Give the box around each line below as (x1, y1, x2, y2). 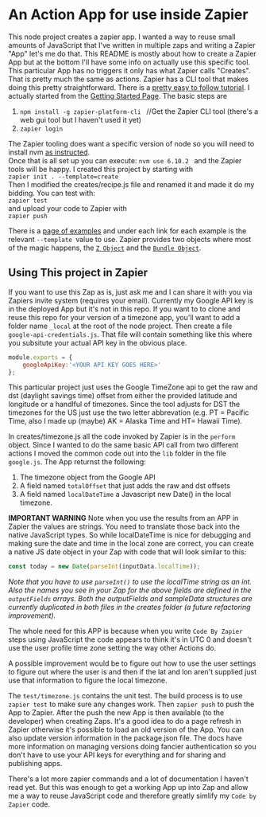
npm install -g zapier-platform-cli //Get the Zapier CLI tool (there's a (19, 106, 259, 116)
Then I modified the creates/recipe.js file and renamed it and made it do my (8, 179, 255, 189)
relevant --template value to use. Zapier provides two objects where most (8, 234, 252, 244)
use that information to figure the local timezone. (8, 675, 168, 686)
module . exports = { (8, 353, 73, 362)
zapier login (19, 125, 64, 133)
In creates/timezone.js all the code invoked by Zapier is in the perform (8, 432, 236, 441)
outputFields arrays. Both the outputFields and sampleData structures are (8, 594, 253, 604)
